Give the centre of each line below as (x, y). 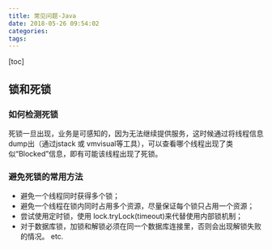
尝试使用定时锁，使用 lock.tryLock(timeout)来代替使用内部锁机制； (132, 217)
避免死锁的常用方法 (46, 177)
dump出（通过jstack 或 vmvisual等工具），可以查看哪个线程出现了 (117, 144)
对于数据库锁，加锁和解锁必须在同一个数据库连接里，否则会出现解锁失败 (140, 226)
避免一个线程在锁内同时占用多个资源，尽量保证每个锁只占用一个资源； (137, 206)
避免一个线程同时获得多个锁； (70, 196)
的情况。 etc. (42, 237)
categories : (28, 31)
